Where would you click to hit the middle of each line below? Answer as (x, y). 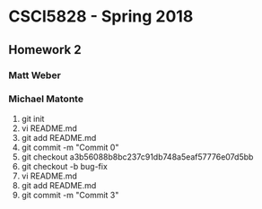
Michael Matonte (46, 99)
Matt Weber (35, 75)
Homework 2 (45, 50)
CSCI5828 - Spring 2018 (101, 17)
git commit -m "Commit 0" (70, 147)
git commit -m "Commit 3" (70, 195)
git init (33, 118)
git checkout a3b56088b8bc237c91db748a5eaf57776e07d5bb (137, 157)
